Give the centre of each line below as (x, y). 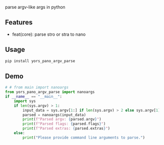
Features (19, 22)
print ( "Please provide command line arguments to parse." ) (84, 137)
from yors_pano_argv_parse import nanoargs (50, 92)
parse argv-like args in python (35, 7)
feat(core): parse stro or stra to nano (49, 34)
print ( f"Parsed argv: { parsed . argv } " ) (62, 120)
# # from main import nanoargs (37, 88)
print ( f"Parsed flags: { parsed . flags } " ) (64, 124)
